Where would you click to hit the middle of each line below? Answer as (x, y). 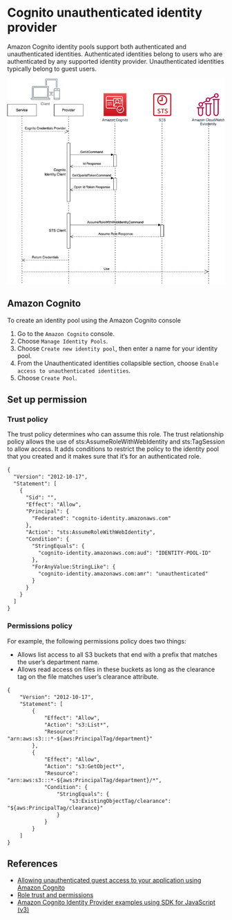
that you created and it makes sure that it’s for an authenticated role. (104, 457)
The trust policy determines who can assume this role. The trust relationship (116, 434)
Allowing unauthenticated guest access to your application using (109, 881)
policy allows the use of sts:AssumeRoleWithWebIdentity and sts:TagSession (116, 442)
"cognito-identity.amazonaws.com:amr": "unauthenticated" (123, 574)
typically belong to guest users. (52, 69)
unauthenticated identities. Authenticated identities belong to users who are (115, 54)
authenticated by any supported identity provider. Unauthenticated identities (116, 61)
